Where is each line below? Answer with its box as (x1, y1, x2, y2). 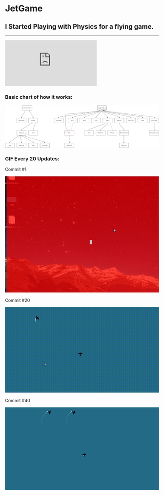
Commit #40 (5, 398, 30, 403)
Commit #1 (5, 166, 27, 172)
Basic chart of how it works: (5, 93, 73, 100)
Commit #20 (5, 297, 30, 303)
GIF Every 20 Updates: (5, 155, 60, 162)
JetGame (5, 3, 43, 14)
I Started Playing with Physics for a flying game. (5, 22, 154, 31)
